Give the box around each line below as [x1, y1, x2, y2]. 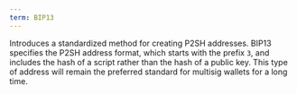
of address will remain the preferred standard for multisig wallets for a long [9, 66, 288, 77]
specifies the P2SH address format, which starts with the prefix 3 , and [9, 47, 270, 58]
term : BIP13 [9, 13, 54, 22]
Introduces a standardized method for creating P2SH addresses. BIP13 [9, 38, 273, 48]
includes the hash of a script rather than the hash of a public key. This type [9, 56, 289, 67]
